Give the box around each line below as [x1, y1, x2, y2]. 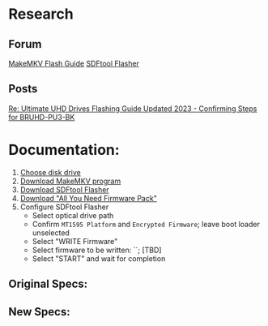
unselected [32, 228, 70, 238]
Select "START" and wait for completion [32, 253, 166, 264]
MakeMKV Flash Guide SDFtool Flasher [8, 58, 140, 68]
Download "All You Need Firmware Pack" [19, 193, 158, 203]
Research [8, 5, 74, 24]
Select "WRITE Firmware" [32, 236, 118, 246]
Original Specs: [8, 277, 88, 291]
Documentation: [8, 141, 120, 159]
